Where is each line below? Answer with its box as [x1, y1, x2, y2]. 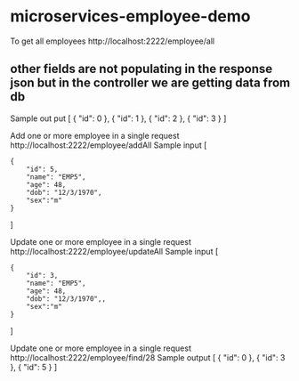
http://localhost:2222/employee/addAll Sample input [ [10, 140, 207, 150]
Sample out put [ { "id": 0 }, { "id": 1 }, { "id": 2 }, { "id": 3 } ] [10, 113, 227, 124]
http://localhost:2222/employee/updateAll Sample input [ [10, 246, 219, 256]
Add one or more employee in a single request [10, 130, 180, 141]
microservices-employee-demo [10, 6, 252, 27]
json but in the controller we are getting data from [10, 76, 291, 91]
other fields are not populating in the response [10, 61, 273, 77]
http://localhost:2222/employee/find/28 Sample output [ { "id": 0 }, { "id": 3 [10, 352, 286, 362]
